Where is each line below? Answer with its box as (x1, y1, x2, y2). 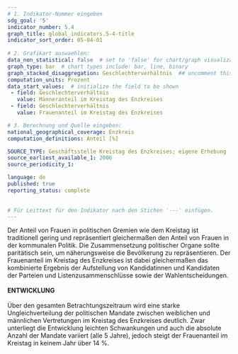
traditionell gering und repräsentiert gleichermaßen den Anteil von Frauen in (7, 234, 229, 242)
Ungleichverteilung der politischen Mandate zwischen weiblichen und (7, 309, 210, 317)
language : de (7, 174, 46, 181)
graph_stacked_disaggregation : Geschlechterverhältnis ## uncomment (7, 69, 217, 76)
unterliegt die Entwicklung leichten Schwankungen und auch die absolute (7, 324, 222, 333)
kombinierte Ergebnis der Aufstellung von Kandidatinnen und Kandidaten (7, 263, 220, 273)
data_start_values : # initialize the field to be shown (7, 83, 179, 90)
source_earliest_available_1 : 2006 (7, 154, 113, 161)
